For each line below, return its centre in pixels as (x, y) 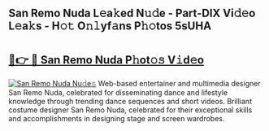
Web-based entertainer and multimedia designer (180, 83)
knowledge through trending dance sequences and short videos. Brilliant (130, 101)
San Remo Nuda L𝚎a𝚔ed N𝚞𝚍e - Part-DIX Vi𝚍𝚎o (132, 13)
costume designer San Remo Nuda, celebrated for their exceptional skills (130, 110)
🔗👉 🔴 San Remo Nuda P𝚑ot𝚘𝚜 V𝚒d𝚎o (106, 60)
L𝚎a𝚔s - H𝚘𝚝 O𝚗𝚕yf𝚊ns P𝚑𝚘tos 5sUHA (110, 26)
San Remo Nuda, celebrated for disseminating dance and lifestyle (118, 92)
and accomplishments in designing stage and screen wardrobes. (117, 118)
